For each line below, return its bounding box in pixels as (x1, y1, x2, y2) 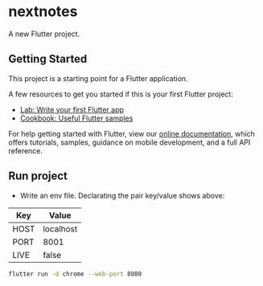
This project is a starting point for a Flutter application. (8, 73, 188, 83)
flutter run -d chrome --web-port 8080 (8, 270, 142, 278)
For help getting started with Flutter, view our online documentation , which (8, 129, 256, 138)
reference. (8, 145, 43, 155)
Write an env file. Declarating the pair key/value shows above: (19, 190, 225, 200)
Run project (8, 170, 68, 183)
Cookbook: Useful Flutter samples (19, 113, 134, 123)
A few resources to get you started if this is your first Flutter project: (8, 89, 233, 99)
